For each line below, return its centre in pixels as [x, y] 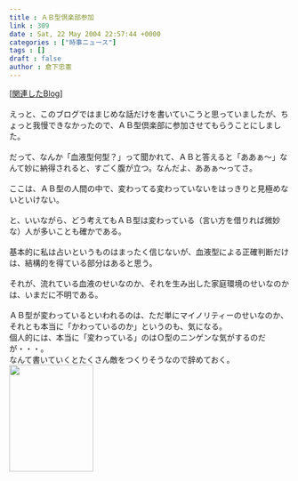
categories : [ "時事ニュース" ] [63, 42]
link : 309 [29, 26]
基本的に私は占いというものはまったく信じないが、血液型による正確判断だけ [149, 252]
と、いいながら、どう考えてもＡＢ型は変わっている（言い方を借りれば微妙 [145, 220]
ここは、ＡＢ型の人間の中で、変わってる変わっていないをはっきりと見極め [145, 188]
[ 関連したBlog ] [36, 93]
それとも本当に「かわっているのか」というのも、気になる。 [118, 326]
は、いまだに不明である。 [56, 294]
